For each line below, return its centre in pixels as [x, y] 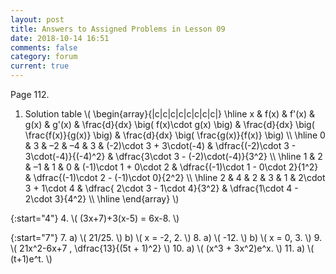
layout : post [37, 19]
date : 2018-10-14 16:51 [60, 38]
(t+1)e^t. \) [31, 259]
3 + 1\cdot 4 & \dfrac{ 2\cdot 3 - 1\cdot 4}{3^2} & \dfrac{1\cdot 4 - [161, 188]
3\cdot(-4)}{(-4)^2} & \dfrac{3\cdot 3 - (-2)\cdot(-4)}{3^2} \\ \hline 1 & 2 [173, 156]
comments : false [44, 47]
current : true [40, 66]
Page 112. [30, 94]
